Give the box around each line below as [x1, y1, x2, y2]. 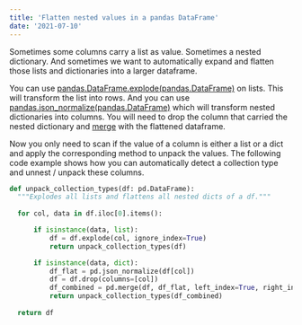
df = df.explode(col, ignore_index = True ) [49, 233, 207, 242]
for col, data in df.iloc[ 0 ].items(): [17, 209, 164, 218]
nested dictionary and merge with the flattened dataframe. [9, 120, 226, 131]
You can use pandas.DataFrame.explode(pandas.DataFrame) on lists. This [9, 83, 284, 93]
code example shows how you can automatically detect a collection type [9, 157, 279, 168]
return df [17, 308, 54, 317]
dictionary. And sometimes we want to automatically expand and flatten [9, 56, 274, 66]
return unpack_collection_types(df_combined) [49, 292, 223, 301]
